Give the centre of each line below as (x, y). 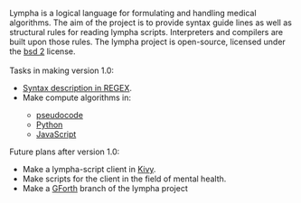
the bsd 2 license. (42, 51)
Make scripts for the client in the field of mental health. (124, 179)
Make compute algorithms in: (76, 97)
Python (49, 125)
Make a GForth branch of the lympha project (105, 188)
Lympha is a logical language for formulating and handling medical (133, 13)
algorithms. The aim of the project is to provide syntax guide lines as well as (150, 23)
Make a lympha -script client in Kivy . (89, 169)
